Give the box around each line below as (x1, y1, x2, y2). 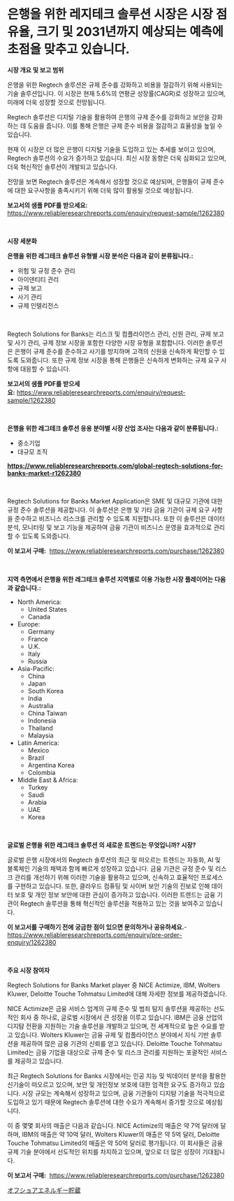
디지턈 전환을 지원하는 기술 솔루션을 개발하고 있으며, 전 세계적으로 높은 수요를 (7, 1022, 218, 1030)
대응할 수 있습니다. (20, 364, 71, 373)
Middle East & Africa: (17, 776, 78, 784)
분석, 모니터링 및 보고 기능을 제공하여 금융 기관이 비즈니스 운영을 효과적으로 (7, 523, 212, 531)
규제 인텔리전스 (17, 301, 59, 309)
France (27, 635, 49, 643)
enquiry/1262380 (7, 938, 57, 946)
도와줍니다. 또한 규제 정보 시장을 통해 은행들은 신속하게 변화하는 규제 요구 (20, 355, 220, 364)
